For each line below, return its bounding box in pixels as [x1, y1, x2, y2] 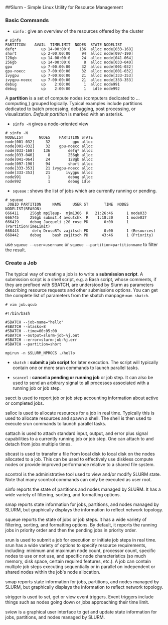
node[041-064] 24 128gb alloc [5, 157, 93, 162]
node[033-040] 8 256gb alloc [5, 153, 93, 158]
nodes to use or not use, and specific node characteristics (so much [5, 553, 146, 559]
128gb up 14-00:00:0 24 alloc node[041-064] [5, 55, 134, 61]
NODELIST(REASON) [5, 206, 42, 212]
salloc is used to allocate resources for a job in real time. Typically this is [5, 410, 154, 416]
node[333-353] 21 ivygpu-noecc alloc [5, 166, 93, 171]
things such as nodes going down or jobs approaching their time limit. [5, 599, 149, 605]
